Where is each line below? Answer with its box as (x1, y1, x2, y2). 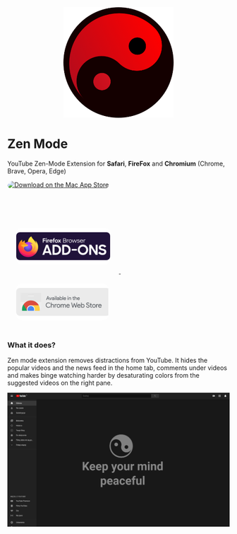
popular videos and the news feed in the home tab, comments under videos (7, 364, 228, 372)
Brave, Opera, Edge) (7, 166, 67, 175)
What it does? (7, 339, 56, 349)
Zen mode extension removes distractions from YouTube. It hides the (7, 356, 208, 365)
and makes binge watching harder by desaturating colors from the (7, 371, 200, 380)
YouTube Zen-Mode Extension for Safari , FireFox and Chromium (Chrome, (7, 159, 226, 168)
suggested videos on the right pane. (7, 378, 113, 388)
